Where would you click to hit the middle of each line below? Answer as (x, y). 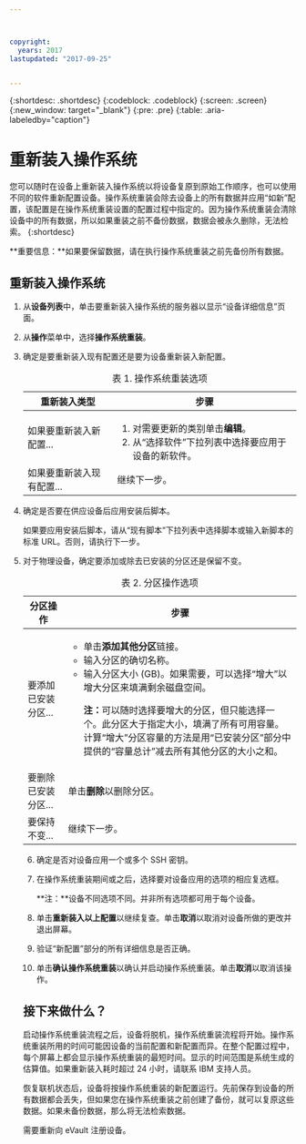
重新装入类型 (68, 402)
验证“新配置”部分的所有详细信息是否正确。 (116, 949)
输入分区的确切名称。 (129, 660)
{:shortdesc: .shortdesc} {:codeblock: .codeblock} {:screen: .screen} (138, 100)
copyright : (30, 42)
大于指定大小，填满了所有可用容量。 (206, 724)
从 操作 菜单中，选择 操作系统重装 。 (87, 337)
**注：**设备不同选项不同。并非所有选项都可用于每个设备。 (148, 899)
